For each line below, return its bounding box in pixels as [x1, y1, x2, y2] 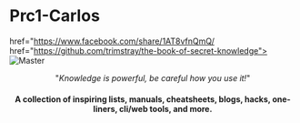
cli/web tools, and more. [119, 103, 213, 114]
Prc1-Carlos [9, 5, 100, 26]
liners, [93, 103, 118, 114]
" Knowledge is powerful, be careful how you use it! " [55, 72, 251, 83]
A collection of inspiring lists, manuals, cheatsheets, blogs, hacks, [15, 93, 271, 105]
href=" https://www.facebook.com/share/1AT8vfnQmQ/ [9, 36, 215, 46]
